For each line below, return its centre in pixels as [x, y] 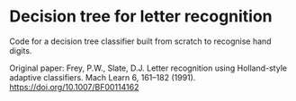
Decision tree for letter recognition [141, 17]
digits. [21, 50]
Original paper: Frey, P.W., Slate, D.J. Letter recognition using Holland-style [148, 68]
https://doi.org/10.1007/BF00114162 [74, 87]
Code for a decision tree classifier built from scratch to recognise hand [140, 41]
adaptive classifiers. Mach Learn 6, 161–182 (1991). [103, 77]
